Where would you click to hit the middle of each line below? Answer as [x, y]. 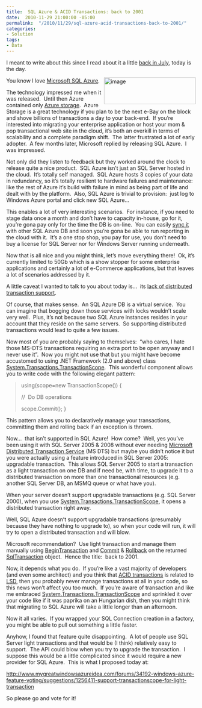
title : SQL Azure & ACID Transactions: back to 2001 [75, 12]
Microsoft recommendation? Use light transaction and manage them [91, 544]
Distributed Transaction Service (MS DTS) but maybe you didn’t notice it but [100, 451]
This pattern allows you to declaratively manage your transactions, [89, 420]
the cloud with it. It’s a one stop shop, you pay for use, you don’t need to [96, 237]
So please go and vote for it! [41, 698]
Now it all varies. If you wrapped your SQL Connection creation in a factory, [100, 618]
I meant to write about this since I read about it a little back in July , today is [99, 62]
